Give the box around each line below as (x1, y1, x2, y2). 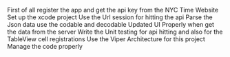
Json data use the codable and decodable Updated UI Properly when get (7, 21, 215, 28)
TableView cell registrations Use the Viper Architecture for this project (7, 35, 205, 43)
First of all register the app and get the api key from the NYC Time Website (7, 6, 219, 14)
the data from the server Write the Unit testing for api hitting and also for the (7, 27, 223, 36)
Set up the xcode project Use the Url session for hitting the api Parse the (7, 13, 213, 21)
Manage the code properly (7, 43, 83, 50)
